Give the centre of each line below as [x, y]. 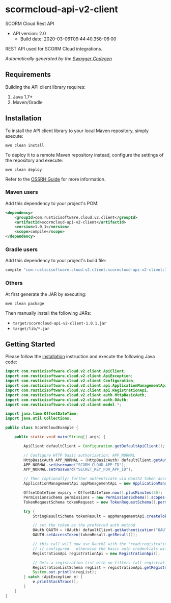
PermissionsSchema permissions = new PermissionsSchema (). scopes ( [95, 497]
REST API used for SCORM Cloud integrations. [54, 48]
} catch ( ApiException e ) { [53, 577]
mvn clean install [25, 145]
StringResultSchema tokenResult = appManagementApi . [89, 516]
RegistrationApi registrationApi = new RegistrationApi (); [96, 554]
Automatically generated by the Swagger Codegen [59, 58]
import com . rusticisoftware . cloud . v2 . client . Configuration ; [70, 381]
